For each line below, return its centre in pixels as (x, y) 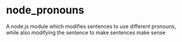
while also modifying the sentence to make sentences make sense (86, 32)
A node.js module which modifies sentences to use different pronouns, (91, 26)
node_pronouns (45, 10)
